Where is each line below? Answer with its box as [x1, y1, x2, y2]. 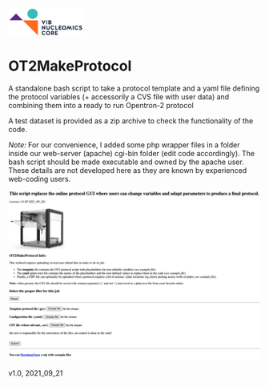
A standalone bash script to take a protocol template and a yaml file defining [8, 83, 260, 94]
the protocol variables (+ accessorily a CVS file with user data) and [8, 92, 230, 102]
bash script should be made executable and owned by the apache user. [8, 157, 244, 167]
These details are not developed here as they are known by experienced [8, 166, 247, 175]
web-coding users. [8, 175, 71, 184]
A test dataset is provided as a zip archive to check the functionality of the [8, 116, 254, 126]
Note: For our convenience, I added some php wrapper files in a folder [8, 140, 240, 150]
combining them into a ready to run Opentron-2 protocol [8, 101, 194, 111]
